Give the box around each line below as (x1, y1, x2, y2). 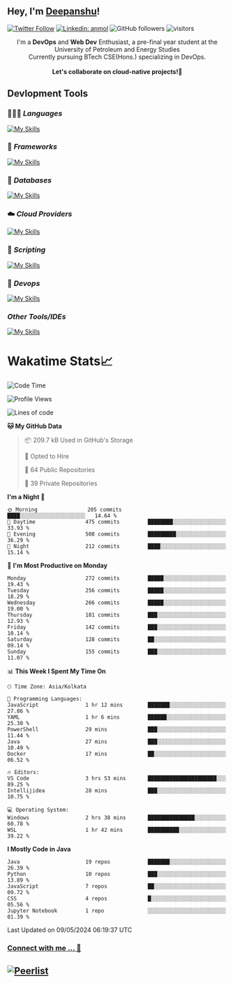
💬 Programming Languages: (7, 696, 82, 703)
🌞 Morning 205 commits (7, 506, 122, 513)
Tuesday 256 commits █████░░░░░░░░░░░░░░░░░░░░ (7, 587, 227, 594)
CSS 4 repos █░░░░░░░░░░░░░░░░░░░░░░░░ (7, 895, 227, 903)
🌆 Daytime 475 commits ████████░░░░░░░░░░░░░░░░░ (7, 519, 227, 526)
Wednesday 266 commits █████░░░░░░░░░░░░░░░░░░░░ (7, 599, 227, 607)
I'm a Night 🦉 (7, 493, 45, 501)
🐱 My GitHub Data (7, 422, 63, 431)
